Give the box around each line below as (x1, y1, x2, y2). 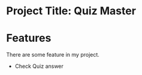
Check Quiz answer (14, 62, 64, 70)
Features (6, 32, 52, 45)
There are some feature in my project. (6, 51, 100, 58)
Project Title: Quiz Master (6, 4, 137, 18)
